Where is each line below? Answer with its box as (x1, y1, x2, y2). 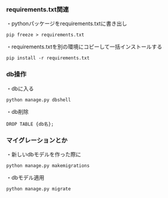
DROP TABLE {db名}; (6, 121, 54, 127)
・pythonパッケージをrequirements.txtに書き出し (6, 20, 127, 28)
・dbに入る (6, 85, 34, 92)
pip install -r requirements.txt (6, 55, 90, 61)
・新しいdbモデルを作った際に (6, 151, 82, 158)
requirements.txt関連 (6, 5, 69, 13)
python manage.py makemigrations (6, 163, 90, 169)
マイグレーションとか (6, 136, 68, 144)
